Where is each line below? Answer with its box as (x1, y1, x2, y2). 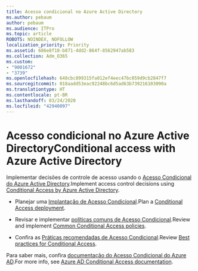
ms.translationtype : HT (6, 87, 66, 93)
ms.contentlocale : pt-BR (6, 92, 68, 98)
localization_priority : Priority (6, 42, 89, 48)
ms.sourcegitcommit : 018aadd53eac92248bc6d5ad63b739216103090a (6, 81, 167, 87)
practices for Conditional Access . (14, 240, 97, 248)
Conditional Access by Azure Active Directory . (6, 186, 120, 194)
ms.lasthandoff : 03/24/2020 (6, 97, 76, 103)
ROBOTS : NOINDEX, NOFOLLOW (6, 36, 73, 42)
